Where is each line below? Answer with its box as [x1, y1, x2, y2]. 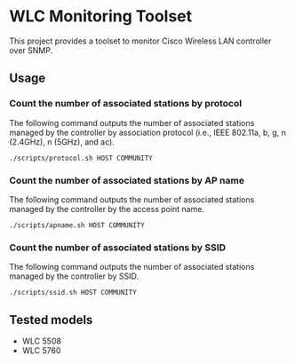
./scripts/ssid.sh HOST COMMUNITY [9, 288, 138, 297]
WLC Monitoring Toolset [9, 6, 193, 27]
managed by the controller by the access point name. [9, 203, 204, 214]
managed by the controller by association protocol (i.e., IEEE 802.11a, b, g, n [9, 127, 287, 138]
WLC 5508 [21, 335, 62, 347]
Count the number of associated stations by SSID [9, 241, 227, 254]
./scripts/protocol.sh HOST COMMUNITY [9, 154, 153, 162]
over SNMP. [9, 44, 53, 55]
